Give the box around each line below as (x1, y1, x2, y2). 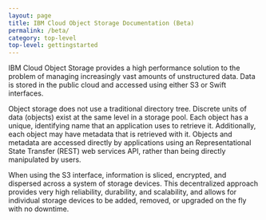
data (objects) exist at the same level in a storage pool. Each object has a (8, 112, 249, 122)
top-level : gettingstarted (8, 41, 98, 49)
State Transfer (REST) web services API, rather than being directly (8, 147, 226, 156)
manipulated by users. (8, 155, 81, 164)
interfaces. (8, 88, 44, 98)
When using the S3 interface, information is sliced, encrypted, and (8, 171, 227, 180)
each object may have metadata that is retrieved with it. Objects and (8, 129, 233, 139)
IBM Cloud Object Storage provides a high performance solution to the (8, 63, 240, 73)
